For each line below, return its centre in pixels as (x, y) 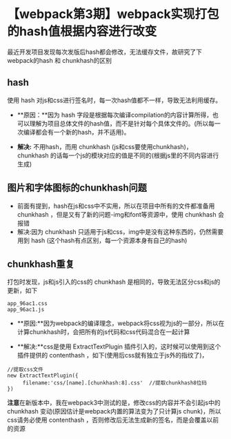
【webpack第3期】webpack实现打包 (113, 14)
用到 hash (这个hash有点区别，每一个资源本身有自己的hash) (102, 240)
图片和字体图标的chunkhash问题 (77, 188)
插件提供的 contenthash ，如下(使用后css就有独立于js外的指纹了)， (112, 355)
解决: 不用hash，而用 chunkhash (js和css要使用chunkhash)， (104, 146)
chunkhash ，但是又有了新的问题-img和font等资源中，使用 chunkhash (117, 214)
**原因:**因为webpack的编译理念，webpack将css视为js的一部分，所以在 (121, 323)
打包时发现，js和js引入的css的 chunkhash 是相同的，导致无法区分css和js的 (114, 282)
